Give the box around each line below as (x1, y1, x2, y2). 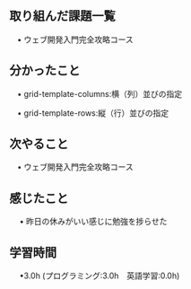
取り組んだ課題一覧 (9, 8, 116, 24)
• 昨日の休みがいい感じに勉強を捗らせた (19, 216, 168, 227)
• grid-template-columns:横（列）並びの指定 (16, 88, 182, 99)
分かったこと (9, 63, 81, 78)
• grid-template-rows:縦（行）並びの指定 (16, 107, 169, 118)
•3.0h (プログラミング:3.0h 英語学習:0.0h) (19, 270, 180, 281)
